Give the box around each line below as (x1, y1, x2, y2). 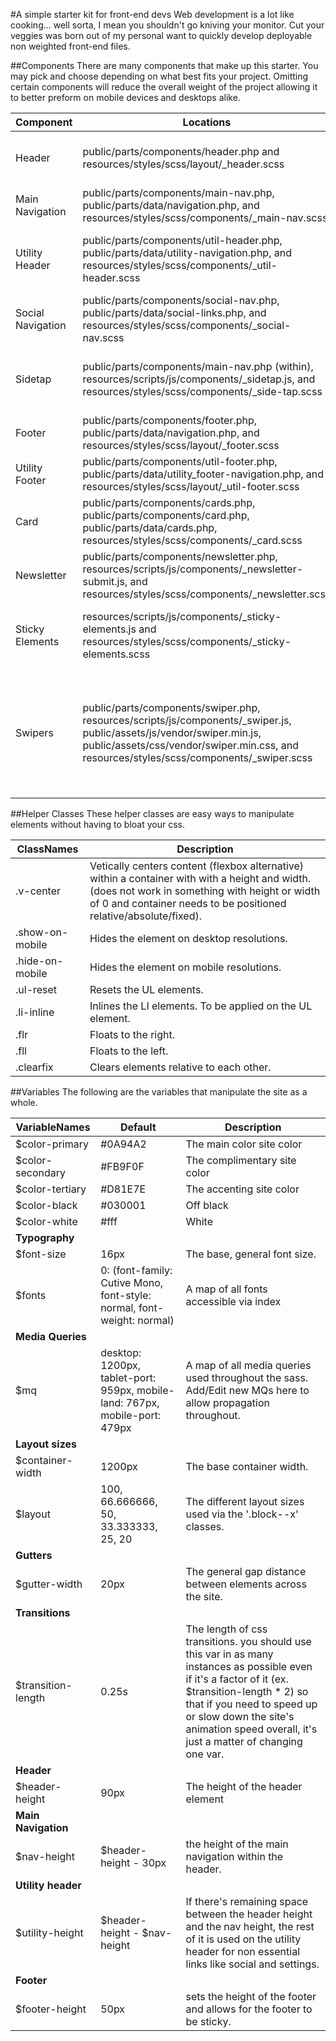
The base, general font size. (185, 1247, 317, 1261)
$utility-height (15, 1926, 84, 1939)
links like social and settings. (185, 1957, 320, 1971)
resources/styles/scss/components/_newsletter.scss (82, 587, 332, 601)
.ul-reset (15, 983, 58, 996)
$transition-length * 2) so (185, 1685, 309, 1698)
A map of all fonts (185, 1282, 268, 1296)
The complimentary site (185, 1154, 297, 1167)
